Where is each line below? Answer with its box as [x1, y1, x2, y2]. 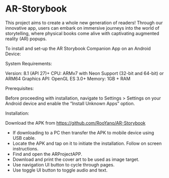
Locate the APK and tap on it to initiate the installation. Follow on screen [12, 140, 162, 146]
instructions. [12, 145, 39, 151]
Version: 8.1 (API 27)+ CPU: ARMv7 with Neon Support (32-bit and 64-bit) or [5, 70, 164, 76]
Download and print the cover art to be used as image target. [12, 156, 140, 162]
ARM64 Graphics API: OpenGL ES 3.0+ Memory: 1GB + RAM [5, 75, 131, 81]
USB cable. [12, 135, 36, 141]
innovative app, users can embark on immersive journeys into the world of [5, 25, 160, 31]
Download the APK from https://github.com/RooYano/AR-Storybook [5, 120, 146, 126]
